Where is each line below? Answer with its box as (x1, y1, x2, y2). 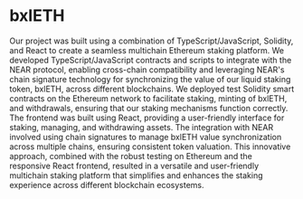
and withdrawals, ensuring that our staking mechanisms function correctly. (9, 102, 289, 113)
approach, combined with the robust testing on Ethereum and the (9, 150, 253, 161)
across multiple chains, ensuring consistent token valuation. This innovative (9, 141, 291, 152)
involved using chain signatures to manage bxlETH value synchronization (9, 131, 282, 142)
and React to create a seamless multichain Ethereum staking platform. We (9, 44, 285, 55)
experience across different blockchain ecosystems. (9, 179, 205, 190)
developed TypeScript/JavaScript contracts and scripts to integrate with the (9, 54, 292, 65)
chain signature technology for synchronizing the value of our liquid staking (9, 73, 291, 84)
